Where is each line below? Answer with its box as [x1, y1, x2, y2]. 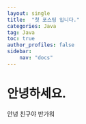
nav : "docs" [19, 55, 53, 61]
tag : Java [7, 29, 35, 36]
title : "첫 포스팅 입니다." [7, 16, 80, 23]
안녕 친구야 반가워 [7, 110, 55, 118]
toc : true [7, 35, 35, 42]
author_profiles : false [7, 42, 75, 48]
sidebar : [7, 48, 32, 55]
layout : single [7, 10, 51, 17]
